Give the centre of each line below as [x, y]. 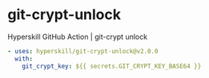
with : [24, 58]
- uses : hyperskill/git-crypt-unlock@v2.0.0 [83, 51]
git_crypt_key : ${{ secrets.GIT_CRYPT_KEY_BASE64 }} [112, 66]
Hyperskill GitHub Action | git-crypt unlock [78, 37]
